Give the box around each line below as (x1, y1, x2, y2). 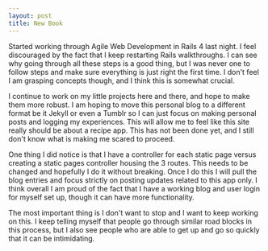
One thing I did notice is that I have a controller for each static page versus (8, 150, 257, 159)
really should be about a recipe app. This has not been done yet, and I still (8, 125, 254, 135)
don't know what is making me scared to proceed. (8, 134, 175, 143)
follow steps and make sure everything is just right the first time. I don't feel (8, 67, 260, 76)
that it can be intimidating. (8, 233, 95, 243)
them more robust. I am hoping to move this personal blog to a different (8, 100, 246, 109)
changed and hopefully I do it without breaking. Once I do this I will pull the (8, 167, 258, 176)
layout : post (8, 11, 52, 20)
